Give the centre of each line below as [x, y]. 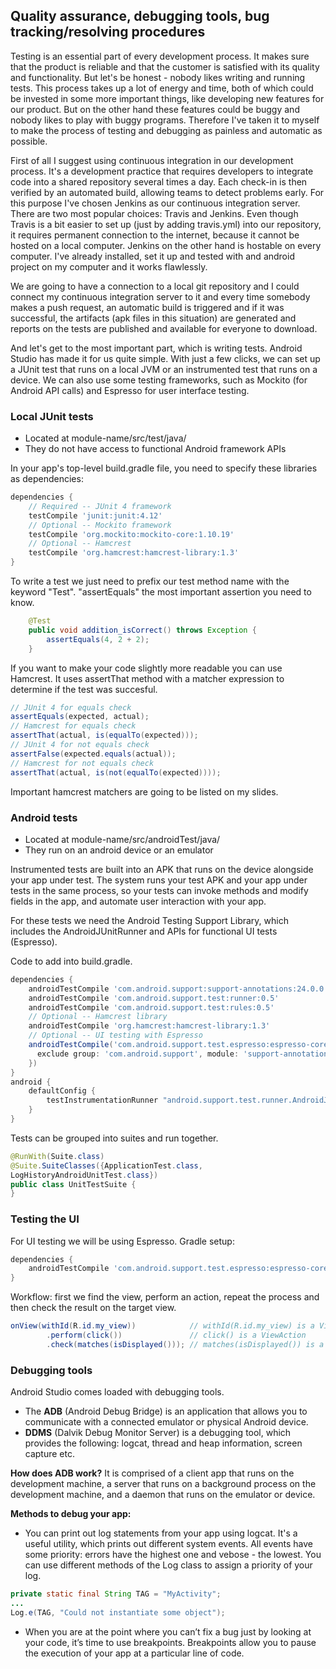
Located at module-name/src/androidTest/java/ [122, 839]
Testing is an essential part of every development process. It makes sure [160, 56]
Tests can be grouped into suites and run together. [114, 1138]
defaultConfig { [62, 1091]
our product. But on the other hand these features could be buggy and [155, 109]
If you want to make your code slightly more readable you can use [146, 668]
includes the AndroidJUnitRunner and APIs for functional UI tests [144, 931]
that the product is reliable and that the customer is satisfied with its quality [165, 66]
